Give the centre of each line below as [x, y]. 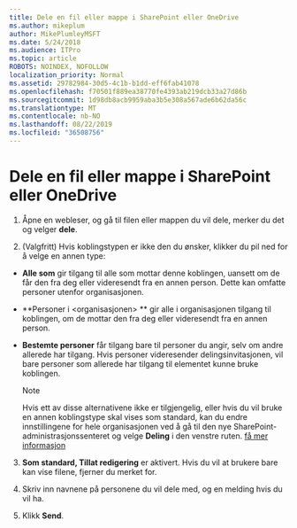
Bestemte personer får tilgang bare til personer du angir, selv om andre [152, 345]
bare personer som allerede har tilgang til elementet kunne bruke [140, 363]
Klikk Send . [43, 516]
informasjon [44, 445]
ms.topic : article [43, 58]
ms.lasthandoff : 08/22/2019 [61, 125]
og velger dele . [49, 229]
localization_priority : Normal [67, 75]
